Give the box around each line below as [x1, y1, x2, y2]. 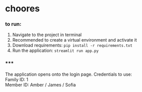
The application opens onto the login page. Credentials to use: [5, 71, 132, 77]
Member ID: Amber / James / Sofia [5, 82, 76, 88]
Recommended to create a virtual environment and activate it [12, 37, 137, 43]
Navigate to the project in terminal [12, 32, 82, 38]
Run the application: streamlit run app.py [12, 47, 99, 53]
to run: [5, 21, 22, 28]
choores [5, 3, 40, 14]
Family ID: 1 [5, 76, 29, 82]
